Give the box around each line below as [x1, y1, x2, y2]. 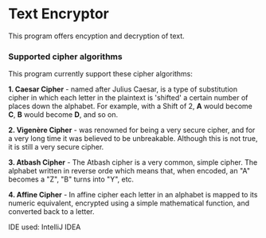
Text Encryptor [8, 5, 109, 23]
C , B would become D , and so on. [8, 110, 118, 119]
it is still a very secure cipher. [8, 142, 104, 152]
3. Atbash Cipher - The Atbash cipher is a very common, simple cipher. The [8, 158, 258, 167]
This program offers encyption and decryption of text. [8, 31, 185, 41]
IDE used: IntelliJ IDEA [8, 222, 81, 232]
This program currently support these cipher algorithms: [8, 69, 193, 79]
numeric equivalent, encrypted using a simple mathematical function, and [8, 198, 249, 208]
